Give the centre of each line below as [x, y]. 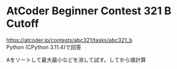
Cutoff [23, 23]
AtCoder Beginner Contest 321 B [89, 11]
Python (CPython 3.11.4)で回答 [44, 47]
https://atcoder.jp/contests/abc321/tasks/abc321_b [70, 40]
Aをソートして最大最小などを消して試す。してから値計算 [76, 59]
